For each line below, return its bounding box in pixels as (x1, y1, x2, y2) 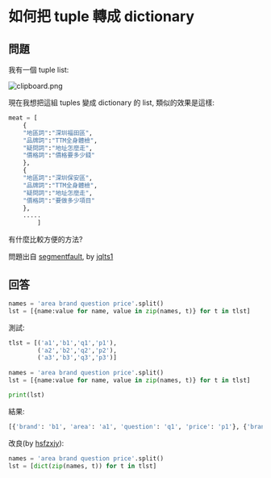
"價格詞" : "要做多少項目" (23, 196, 95, 204)
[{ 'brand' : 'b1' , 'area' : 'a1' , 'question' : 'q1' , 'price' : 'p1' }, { (8, 422, 248, 430)
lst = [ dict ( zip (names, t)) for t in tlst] (8, 462, 157, 470)
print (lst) (8, 391, 45, 399)
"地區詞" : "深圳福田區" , (23, 128, 93, 137)
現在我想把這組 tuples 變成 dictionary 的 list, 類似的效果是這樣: (8, 98, 215, 107)
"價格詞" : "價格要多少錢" (23, 151, 95, 160)
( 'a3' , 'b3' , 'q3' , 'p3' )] (37, 354, 117, 362)
